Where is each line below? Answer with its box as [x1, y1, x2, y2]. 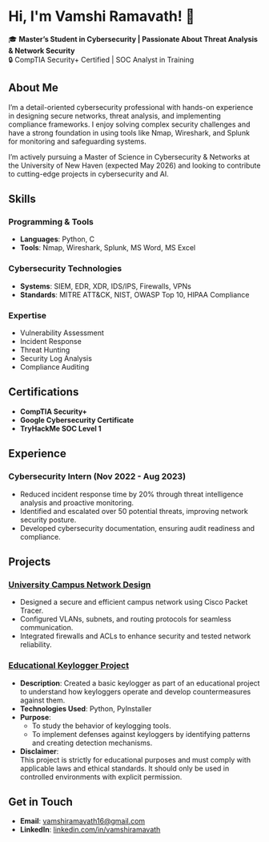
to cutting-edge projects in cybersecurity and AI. [8, 168, 170, 179]
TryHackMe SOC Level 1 [19, 423, 102, 433]
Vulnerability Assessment [19, 328, 104, 338]
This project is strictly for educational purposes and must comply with [19, 755, 251, 764]
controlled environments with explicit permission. [19, 771, 183, 781]
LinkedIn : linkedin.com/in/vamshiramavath [19, 825, 161, 835]
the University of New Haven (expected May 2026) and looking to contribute [8, 160, 261, 170]
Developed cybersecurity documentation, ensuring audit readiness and [19, 523, 255, 532]
